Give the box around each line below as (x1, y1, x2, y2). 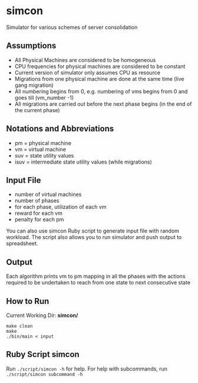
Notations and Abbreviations (6, 124, 114, 134)
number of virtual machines (14, 191, 82, 198)
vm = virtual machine (14, 146, 67, 153)
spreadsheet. (6, 240, 38, 247)
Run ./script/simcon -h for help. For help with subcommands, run (6, 365, 168, 372)
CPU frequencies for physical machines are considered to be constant (14, 63, 186, 70)
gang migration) (14, 81, 54, 89)
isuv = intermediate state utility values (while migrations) (14, 158, 152, 165)
